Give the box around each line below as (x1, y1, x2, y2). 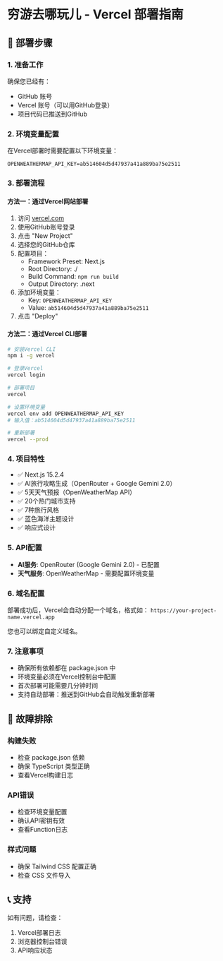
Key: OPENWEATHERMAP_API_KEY (27, 296, 113, 304)
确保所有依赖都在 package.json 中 (17, 664, 116, 672)
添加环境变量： (17, 288, 61, 297)
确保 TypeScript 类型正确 (17, 762, 90, 770)
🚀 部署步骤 (7, 37, 53, 49)
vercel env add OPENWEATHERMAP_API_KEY (7, 410, 125, 417)
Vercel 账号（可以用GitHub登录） (17, 100, 114, 109)
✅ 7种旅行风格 (17, 506, 60, 514)
